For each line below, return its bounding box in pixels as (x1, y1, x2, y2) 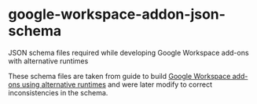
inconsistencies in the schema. (8, 88, 108, 97)
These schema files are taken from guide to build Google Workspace (8, 71, 231, 81)
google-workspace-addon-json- (8, 5, 226, 23)
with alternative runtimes (8, 56, 89, 66)
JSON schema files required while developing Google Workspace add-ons (8, 48, 249, 57)
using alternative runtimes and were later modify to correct (21, 80, 213, 89)
